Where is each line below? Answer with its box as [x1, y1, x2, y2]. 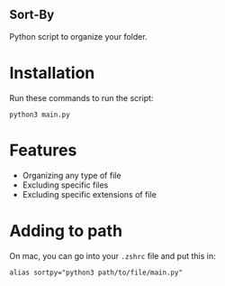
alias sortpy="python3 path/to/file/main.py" [9, 268, 183, 277]
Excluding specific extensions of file [22, 189, 157, 199]
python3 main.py [9, 110, 70, 119]
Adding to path [9, 220, 123, 241]
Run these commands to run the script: [9, 92, 154, 103]
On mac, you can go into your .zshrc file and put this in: [9, 250, 216, 261]
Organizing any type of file [22, 170, 121, 180]
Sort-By [9, 7, 55, 23]
